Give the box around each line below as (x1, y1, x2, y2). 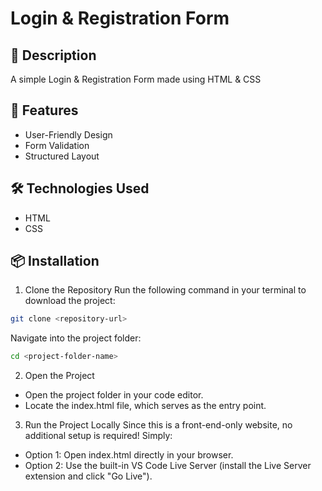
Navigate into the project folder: (10, 332, 142, 344)
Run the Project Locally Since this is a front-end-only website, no (24, 419, 293, 431)
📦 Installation (10, 253, 100, 270)
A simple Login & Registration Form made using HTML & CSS (10, 73, 262, 85)
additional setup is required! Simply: (24, 430, 173, 442)
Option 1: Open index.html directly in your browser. (24, 449, 234, 461)
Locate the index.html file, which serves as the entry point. (24, 400, 267, 412)
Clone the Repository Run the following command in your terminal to (24, 284, 307, 296)
